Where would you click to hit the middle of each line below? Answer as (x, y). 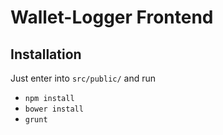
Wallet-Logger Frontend (112, 17)
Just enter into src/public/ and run (83, 78)
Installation (46, 54)
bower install (54, 109)
